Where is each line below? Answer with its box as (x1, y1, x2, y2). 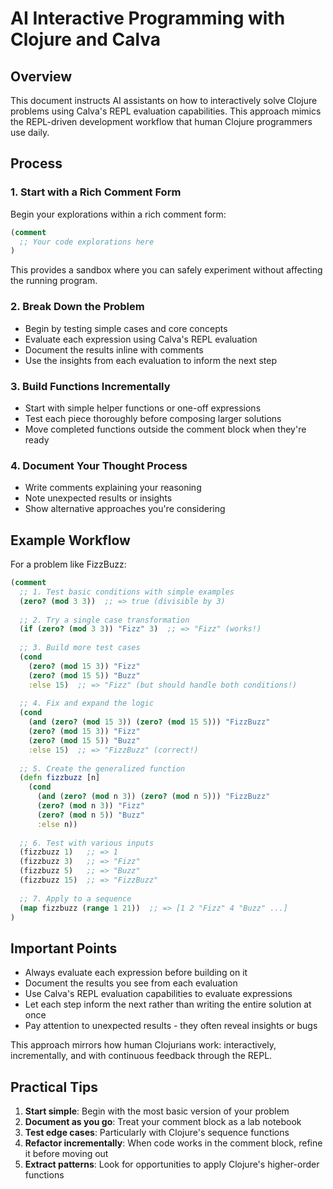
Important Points (10, 940, 118, 957)
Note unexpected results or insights (24, 492, 173, 504)
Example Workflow (10, 532, 131, 549)
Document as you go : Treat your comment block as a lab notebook (24, 1116, 302, 1128)
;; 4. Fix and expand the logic (19, 698, 155, 709)
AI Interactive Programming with (10, 7, 286, 30)
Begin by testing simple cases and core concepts (24, 322, 228, 334)
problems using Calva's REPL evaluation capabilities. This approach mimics (10, 105, 322, 117)
